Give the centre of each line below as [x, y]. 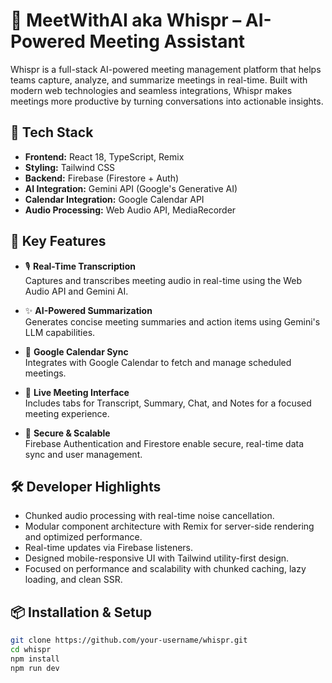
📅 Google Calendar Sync [76, 351]
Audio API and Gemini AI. [76, 291]
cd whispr [31, 650]
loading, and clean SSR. [73, 580]
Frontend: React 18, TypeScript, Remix [104, 156]
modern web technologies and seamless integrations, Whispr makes [151, 90]
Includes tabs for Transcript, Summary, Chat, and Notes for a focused [168, 403]
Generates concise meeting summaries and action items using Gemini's [172, 321]
